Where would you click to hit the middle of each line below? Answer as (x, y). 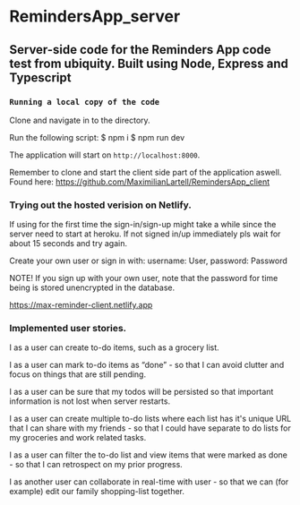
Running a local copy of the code (84, 102)
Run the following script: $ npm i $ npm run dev (97, 137)
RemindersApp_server (95, 17)
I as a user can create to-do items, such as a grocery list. (114, 347)
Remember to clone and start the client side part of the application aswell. (146, 172)
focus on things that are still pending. (77, 374)
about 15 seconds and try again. (69, 244)
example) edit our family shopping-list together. (97, 492)
